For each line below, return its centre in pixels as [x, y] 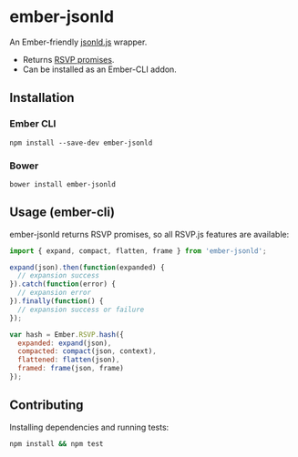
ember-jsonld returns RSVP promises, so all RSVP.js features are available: [149, 234]
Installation [42, 98]
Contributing [46, 406]
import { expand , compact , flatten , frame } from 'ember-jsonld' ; [138, 251]
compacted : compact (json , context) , [87, 351]
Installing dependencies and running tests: [89, 427]
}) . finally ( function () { [57, 301]
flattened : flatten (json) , [69, 360]
